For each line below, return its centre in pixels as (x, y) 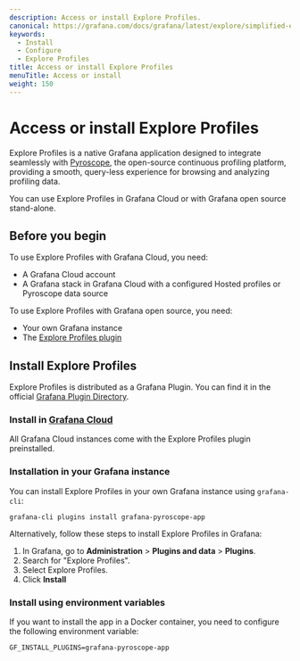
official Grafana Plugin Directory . (69, 397)
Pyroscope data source (65, 293)
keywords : (28, 34)
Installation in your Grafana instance (90, 472)
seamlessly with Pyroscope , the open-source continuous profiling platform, (148, 162)
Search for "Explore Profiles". (76, 560)
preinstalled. (32, 449)
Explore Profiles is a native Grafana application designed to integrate (135, 153)
